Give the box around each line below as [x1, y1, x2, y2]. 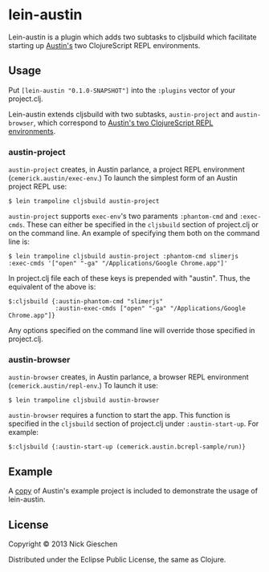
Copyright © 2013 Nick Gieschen [8, 539, 118, 549]
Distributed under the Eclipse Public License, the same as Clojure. [8, 554, 226, 564]
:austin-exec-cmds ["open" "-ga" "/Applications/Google [55, 305, 247, 313]
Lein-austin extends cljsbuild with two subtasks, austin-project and [8, 109, 234, 119]
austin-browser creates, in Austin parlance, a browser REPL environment [8, 372, 249, 382]
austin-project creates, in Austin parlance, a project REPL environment [8, 164, 245, 174]
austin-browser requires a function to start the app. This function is [8, 411, 230, 420]
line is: [8, 237, 30, 246]
